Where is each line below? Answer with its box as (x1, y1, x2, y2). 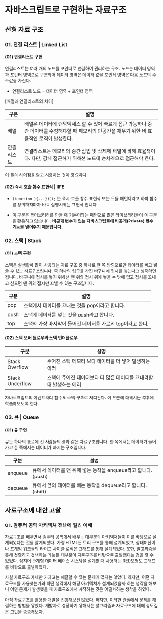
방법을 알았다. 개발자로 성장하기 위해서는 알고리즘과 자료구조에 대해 (17, 603, 145, 609)
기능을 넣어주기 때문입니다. (12, 224, 63, 230)
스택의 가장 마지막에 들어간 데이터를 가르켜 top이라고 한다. (23, 320, 149, 327)
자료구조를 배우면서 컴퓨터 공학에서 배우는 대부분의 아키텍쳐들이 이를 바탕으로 (5, 534, 152, 540)
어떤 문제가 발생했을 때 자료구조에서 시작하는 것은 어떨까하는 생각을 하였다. (10, 587, 151, 592)
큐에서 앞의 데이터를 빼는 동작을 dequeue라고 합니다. (32, 482, 147, 489)
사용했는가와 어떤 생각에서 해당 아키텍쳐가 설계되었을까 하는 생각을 (21, 580, 148, 587)
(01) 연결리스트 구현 (5, 54, 43, 60)
